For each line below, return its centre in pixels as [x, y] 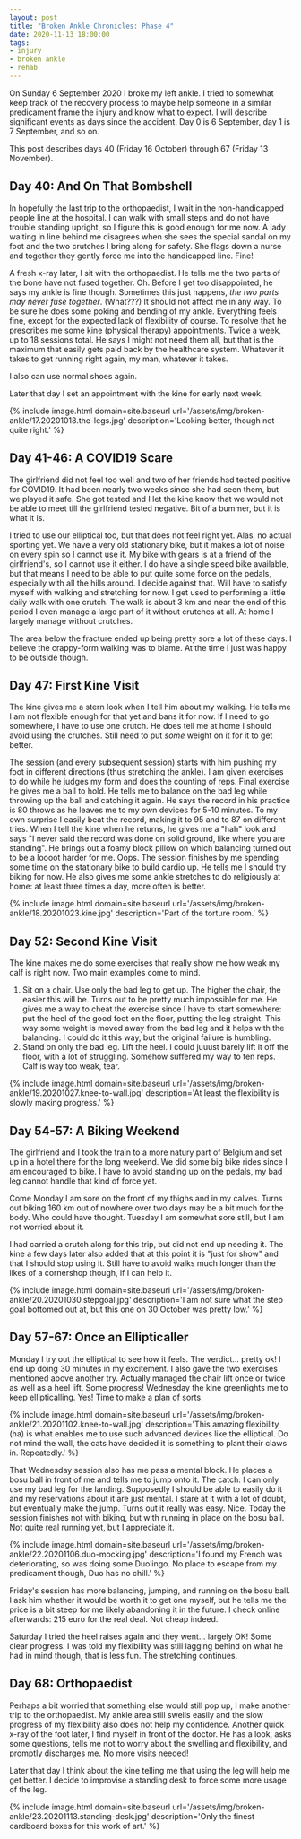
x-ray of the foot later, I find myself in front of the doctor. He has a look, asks [150, 1734]
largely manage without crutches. [71, 620]
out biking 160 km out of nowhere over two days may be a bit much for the [146, 1208]
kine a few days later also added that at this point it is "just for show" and [144, 1253]
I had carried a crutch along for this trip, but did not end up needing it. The [146, 1244]
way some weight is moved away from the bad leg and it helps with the [153, 1028]
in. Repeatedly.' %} [44, 1453]
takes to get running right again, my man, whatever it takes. [119, 359]
